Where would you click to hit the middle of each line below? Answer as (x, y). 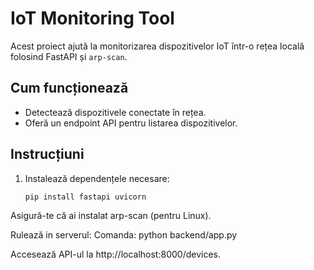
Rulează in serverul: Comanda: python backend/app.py (124, 235)
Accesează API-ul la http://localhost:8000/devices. (115, 254)
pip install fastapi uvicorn (85, 197)
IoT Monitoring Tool (92, 18)
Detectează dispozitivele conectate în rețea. (115, 112)
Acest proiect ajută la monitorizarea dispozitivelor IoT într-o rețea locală (157, 46)
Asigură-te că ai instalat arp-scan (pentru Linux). (111, 216)
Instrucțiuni (47, 154)
